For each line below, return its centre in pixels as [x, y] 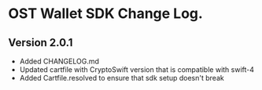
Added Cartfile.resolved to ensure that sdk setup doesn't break [122, 78]
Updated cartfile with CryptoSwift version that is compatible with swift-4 [137, 70]
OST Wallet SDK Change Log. [105, 14]
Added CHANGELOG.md [59, 61]
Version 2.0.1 [41, 43]
